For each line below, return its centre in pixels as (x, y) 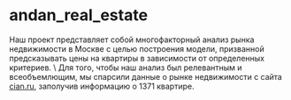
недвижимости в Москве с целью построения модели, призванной (137, 48)
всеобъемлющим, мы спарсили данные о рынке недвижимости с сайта (146, 76)
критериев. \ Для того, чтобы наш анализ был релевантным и (126, 68)
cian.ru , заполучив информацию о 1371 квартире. (102, 86)
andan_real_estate (79, 15)
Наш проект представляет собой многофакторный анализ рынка (132, 39)
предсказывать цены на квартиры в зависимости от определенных (137, 58)
